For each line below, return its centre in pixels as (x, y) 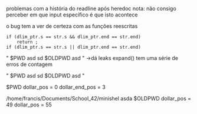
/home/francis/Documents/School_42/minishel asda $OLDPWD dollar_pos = (99, 98)
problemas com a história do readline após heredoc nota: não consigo (91, 9)
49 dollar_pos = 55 (29, 105)
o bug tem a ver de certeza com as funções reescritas (72, 26)
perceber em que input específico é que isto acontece (72, 15)
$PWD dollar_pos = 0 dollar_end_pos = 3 (56, 87)
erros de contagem (29, 64)
